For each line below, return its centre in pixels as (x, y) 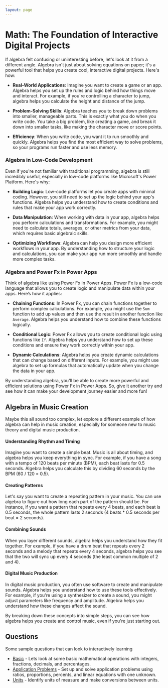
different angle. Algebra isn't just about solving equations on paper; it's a (80, 65)
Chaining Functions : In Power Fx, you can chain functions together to (85, 303)
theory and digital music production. (43, 429)
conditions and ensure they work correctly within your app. (73, 345)
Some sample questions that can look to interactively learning (69, 649)
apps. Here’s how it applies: (34, 294)
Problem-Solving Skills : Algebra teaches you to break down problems (85, 110)
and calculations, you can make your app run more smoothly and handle (87, 254)
